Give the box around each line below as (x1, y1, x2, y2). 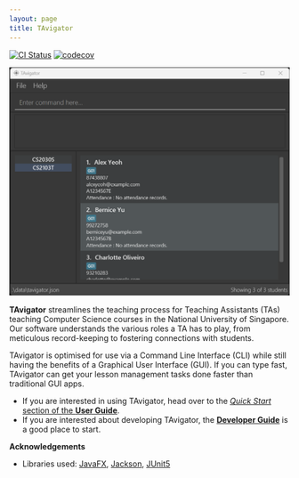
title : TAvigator (9, 23, 74, 33)
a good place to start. (21, 424, 101, 435)
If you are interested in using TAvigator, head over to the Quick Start (21, 396, 271, 407)
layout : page (9, 14, 58, 23)
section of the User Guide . (21, 405, 120, 416)
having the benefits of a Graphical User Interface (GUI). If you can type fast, (9, 360, 287, 370)
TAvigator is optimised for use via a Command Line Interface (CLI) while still (9, 350, 287, 361)
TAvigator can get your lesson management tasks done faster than (9, 369, 254, 380)
